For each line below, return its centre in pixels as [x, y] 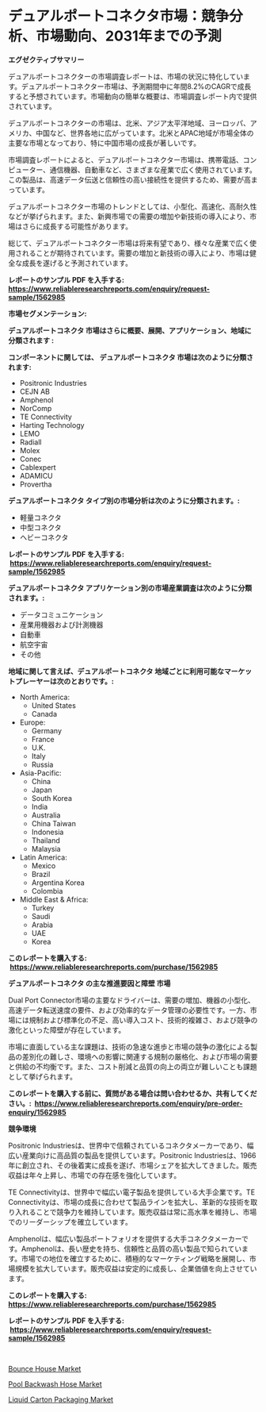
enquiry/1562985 [37, 1112]
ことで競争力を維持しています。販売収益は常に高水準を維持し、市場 [146, 1212]
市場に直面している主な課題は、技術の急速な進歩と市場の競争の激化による [129, 1046]
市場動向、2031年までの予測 [129, 36]
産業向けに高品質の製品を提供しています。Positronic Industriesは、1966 [139, 1155]
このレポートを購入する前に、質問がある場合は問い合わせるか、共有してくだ [133, 1093]
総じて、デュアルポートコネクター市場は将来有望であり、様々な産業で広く [129, 243]
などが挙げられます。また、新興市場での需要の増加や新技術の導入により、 [129, 216]
